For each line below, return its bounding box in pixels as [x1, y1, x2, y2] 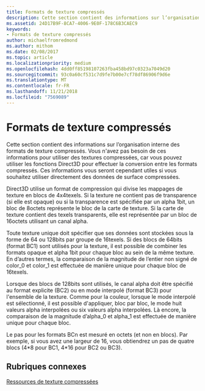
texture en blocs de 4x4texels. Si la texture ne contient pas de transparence [6, 191, 197, 199]
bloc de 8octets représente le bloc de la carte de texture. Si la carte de [6, 204, 184, 211]
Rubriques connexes [6, 362, 87, 372]
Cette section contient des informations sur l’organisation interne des [6, 141, 180, 148]
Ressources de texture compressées [6, 378, 99, 385]
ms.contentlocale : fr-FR [6, 83, 70, 89]
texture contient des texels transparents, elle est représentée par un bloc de [6, 211, 197, 218]
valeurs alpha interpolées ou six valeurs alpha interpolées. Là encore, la [6, 306, 187, 313]
